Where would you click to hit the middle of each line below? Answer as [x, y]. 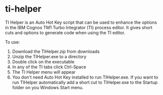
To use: [13, 42]
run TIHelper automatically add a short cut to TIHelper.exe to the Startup [85, 82]
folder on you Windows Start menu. [48, 87]
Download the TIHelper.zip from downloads [56, 51]
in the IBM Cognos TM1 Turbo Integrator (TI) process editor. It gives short [79, 27]
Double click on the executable [43, 62]
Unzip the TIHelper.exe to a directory [49, 56]
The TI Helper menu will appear [44, 72]
